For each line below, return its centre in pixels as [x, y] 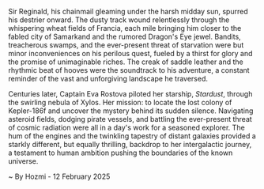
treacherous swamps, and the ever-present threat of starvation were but [126, 45]
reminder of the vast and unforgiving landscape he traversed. [108, 79]
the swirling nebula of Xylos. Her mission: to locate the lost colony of [120, 102]
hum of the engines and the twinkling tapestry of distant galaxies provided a [132, 136]
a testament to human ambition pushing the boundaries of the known [121, 153]
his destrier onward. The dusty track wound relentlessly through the [119, 20]
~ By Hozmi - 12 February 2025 [59, 176]
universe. [23, 161]
